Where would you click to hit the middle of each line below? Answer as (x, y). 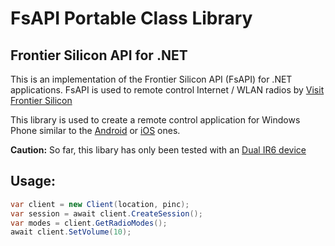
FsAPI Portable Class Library (131, 18)
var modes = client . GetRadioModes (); (89, 223)
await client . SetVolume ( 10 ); (71, 232)
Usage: (33, 181)
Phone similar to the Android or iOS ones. (95, 130)
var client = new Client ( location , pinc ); (100, 204)
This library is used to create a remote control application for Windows (155, 120)
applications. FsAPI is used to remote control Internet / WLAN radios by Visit (167, 90)
